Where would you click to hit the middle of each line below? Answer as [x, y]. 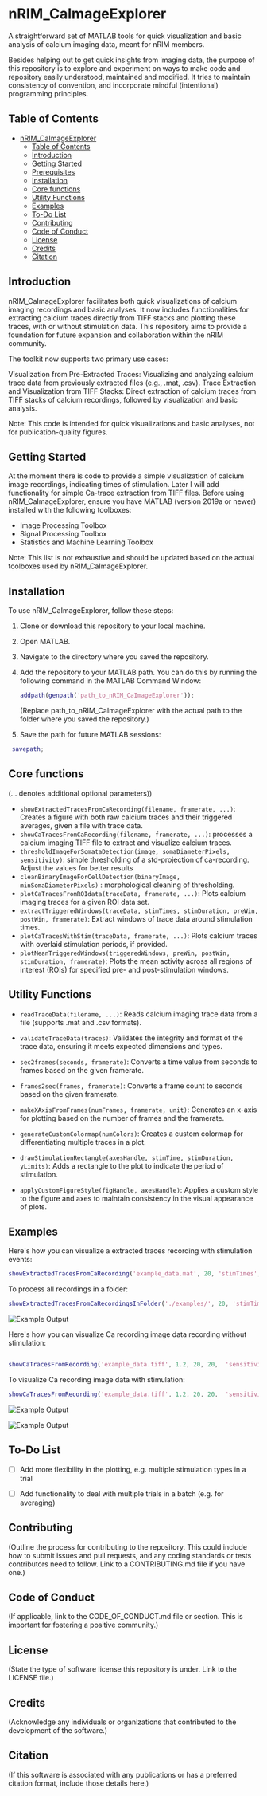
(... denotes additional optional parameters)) [80, 793]
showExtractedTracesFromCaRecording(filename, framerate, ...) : [128, 808]
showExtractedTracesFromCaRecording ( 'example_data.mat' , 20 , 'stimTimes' [133, 1274]
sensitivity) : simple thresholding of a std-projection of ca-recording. [134, 859]
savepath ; [28, 749]
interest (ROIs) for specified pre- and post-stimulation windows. [124, 969]
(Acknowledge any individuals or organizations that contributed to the [122, 1722]
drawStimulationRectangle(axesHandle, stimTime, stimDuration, [127, 1158]
